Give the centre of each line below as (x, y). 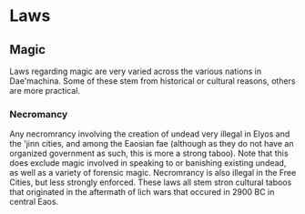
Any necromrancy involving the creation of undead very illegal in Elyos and (150, 134)
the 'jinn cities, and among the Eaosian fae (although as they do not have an (152, 144)
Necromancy (39, 114)
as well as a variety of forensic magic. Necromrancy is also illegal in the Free (153, 173)
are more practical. (45, 91)
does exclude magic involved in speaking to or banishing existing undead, (148, 163)
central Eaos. (34, 202)
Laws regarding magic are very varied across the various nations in (136, 71)
